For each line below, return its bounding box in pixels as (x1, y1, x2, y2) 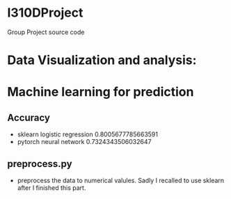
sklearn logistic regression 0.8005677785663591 (17, 130, 159, 138)
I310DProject (7, 5, 83, 21)
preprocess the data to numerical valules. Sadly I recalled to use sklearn (17, 176, 225, 184)
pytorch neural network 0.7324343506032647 (17, 138, 152, 146)
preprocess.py (7, 158, 72, 170)
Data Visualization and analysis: (7, 52, 197, 68)
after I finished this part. (17, 183, 86, 192)
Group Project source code (7, 28, 85, 36)
